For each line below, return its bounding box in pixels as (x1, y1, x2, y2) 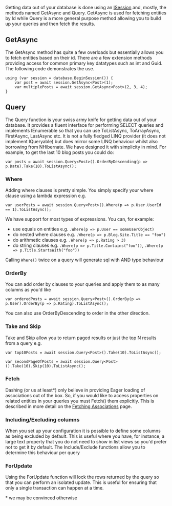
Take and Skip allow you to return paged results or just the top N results (5, 335, 157, 341)
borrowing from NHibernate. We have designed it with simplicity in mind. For (5, 144, 166, 150)
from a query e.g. (5, 340, 42, 346)
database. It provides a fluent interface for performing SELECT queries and (5, 122, 164, 128)
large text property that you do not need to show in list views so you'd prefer (5, 439, 167, 445)
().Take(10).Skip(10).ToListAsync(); (5, 363, 86, 368)
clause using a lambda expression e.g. (5, 192, 86, 199)
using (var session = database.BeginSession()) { (5, 75, 114, 81)
